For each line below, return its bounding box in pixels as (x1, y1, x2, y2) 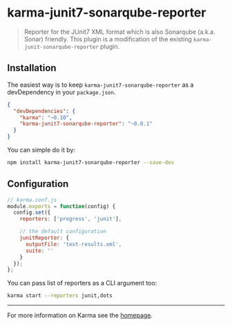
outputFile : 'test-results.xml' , (25, 241, 122, 247)
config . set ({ (13, 209, 51, 216)
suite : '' (25, 247, 54, 254)
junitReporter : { (19, 234, 70, 242)
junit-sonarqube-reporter (23, 43, 99, 50)
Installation (7, 62, 57, 74)
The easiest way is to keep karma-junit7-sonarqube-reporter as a (7, 81, 194, 89)
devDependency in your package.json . (7, 88, 116, 96)
